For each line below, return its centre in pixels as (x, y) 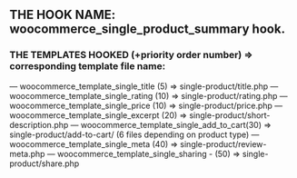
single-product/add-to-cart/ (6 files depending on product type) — (134, 134)
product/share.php (45, 163)
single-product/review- (223, 143)
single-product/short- (230, 115)
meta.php (27, 153)
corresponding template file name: (88, 66)
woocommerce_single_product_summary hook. (148, 30)
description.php (39, 124)
